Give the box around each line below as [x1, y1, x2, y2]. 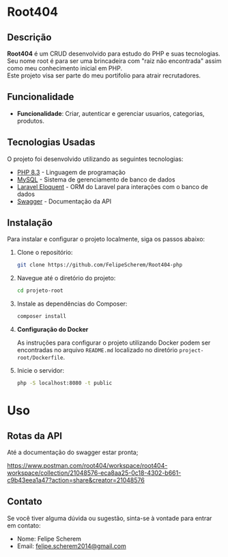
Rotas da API [7, 430, 63, 442]
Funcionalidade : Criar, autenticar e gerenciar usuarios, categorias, [16, 109, 205, 117]
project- [179, 347, 204, 354]
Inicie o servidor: [16, 367, 65, 375]
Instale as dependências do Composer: [16, 299, 128, 308]
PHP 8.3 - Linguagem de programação [16, 168, 126, 176]
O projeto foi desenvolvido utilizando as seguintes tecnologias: [7, 155, 184, 163]
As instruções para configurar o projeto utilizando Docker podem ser [16, 338, 211, 347]
